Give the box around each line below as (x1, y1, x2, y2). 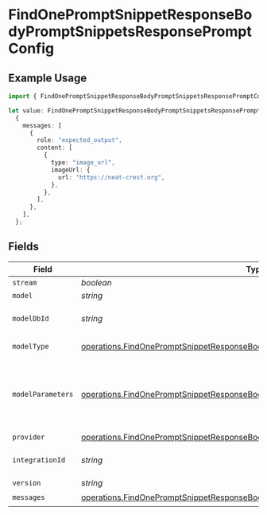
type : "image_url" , (50, 159, 115, 167)
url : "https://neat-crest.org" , (58, 173, 165, 181)
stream (12, 277, 37, 287)
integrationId (12, 455, 66, 464)
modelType (12, 341, 49, 351)
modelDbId (12, 313, 49, 323)
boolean (80, 277, 113, 288)
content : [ (37, 143, 73, 152)
